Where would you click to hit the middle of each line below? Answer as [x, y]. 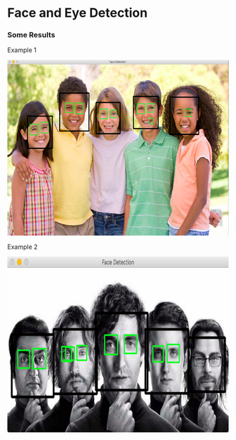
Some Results [31, 35]
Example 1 [22, 50]
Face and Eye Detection [78, 13]
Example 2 [22, 247]
